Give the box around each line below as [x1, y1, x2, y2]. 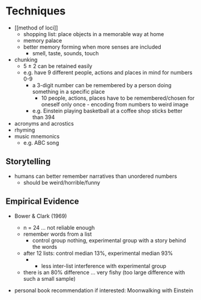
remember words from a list [23, 230, 92, 237]
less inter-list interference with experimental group [41, 262, 166, 269]
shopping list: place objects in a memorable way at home [23, 30, 164, 37]
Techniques [5, 4, 66, 18]
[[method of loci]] [14, 24, 58, 31]
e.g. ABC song [23, 139, 59, 146]
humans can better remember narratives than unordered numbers [14, 173, 178, 180]
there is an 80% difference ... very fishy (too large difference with [23, 269, 185, 276]
